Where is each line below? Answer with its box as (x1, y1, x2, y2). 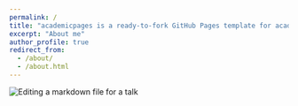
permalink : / (9, 12, 58, 22)
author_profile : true (9, 37, 90, 47)
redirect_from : (9, 46, 66, 55)
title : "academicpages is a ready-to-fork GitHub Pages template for (9, 21, 272, 30)
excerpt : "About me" (9, 29, 86, 38)
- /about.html (17, 63, 69, 72)
